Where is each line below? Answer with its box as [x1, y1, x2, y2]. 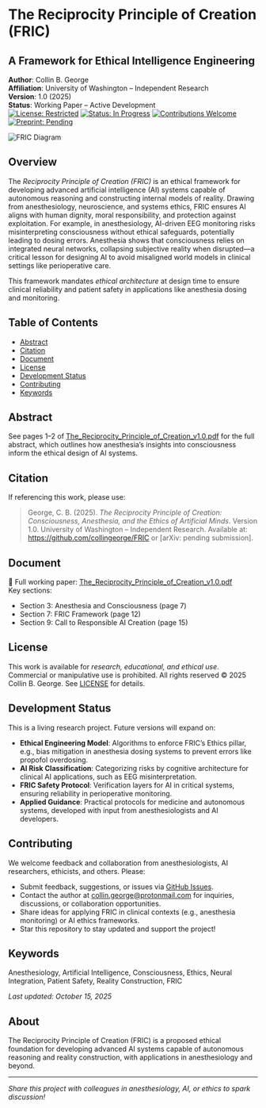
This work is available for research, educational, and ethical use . [8, 661, 219, 671]
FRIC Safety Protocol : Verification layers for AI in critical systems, [19, 780, 235, 790]
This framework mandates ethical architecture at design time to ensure [8, 276, 240, 286]
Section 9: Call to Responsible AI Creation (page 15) [19, 618, 188, 627]
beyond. [8, 1061, 36, 1071]
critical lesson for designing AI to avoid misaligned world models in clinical [8, 252, 251, 262]
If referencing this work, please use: [8, 493, 126, 502]
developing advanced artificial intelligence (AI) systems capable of [8, 185, 226, 194]
